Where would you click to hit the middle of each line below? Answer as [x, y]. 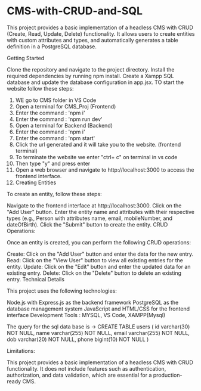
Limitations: [21, 350]
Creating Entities [36, 182]
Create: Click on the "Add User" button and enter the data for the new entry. [100, 254]
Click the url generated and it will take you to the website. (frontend [98, 144]
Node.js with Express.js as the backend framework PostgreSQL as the [93, 302]
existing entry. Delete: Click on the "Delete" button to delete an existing [94, 273]
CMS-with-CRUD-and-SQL [75, 11]
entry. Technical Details [36, 279]
